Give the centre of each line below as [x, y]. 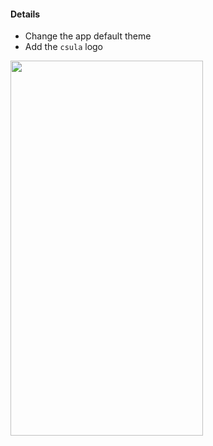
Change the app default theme [88, 36]
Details [25, 14]
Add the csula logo [63, 47]
